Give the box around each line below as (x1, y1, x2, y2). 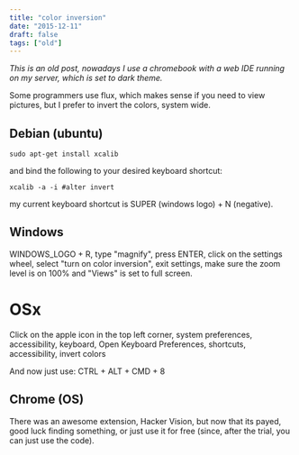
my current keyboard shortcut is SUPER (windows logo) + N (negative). (9, 199, 274, 210)
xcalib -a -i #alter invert (9, 183, 115, 192)
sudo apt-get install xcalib (9, 150, 119, 159)
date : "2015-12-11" (9, 22, 83, 31)
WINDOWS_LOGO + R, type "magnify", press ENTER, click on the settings (9, 249, 283, 259)
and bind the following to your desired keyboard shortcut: (9, 166, 223, 177)
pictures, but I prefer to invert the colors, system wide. (9, 100, 212, 111)
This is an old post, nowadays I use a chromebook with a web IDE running (9, 63, 285, 74)
